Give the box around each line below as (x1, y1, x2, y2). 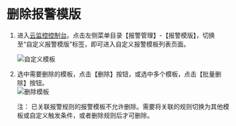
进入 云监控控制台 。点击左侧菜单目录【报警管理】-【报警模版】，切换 (16, 31, 216, 39)
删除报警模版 (6, 6, 82, 23)
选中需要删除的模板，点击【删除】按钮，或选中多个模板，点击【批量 (16, 70, 216, 78)
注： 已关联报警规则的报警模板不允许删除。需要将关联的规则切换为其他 (16, 102, 223, 111)
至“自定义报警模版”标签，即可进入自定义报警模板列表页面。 (16, 39, 190, 48)
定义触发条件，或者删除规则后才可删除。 (35, 111, 153, 120)
